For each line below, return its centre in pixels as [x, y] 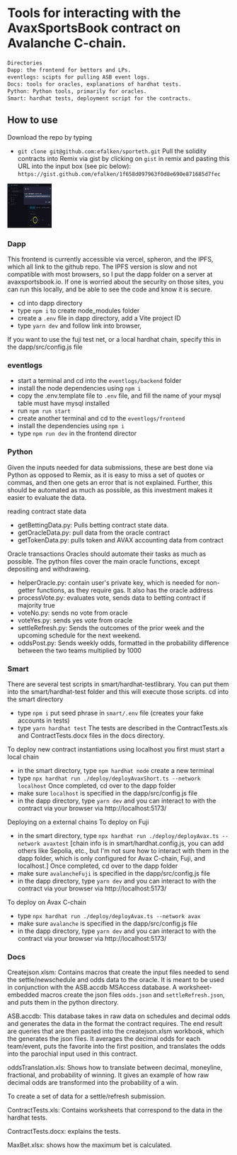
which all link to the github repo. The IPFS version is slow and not [102, 267]
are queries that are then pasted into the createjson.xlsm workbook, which [116, 1031]
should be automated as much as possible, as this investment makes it [110, 490]
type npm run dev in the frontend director [77, 433]
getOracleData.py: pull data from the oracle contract [94, 532]
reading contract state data [47, 511]
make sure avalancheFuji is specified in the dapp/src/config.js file [114, 873]
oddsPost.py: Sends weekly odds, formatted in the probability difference [123, 642]
